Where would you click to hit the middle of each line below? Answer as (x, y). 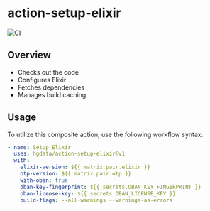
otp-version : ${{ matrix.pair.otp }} (76, 174)
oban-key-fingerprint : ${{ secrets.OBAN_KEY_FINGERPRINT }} (111, 187)
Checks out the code (48, 72)
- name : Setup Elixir (39, 147)
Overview (29, 55)
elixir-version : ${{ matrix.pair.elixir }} (85, 167)
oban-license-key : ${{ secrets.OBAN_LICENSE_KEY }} (98, 193)
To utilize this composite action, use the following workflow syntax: (105, 134)
